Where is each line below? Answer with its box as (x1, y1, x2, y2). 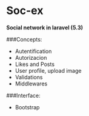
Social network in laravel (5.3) (6, 24, 84, 31)
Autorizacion (15, 54, 47, 61)
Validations (15, 73, 43, 81)
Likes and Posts (15, 60, 55, 68)
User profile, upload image (15, 67, 82, 74)
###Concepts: (6, 35, 42, 43)
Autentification (15, 47, 52, 55)
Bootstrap (15, 103, 40, 111)
